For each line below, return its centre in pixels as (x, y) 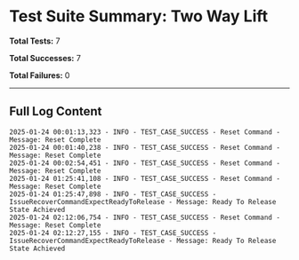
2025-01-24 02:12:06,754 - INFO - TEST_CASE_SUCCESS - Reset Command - (145, 217)
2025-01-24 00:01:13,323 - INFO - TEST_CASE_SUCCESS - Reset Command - (145, 132)
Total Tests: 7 (35, 41)
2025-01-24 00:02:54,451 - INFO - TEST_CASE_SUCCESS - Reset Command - (145, 163)
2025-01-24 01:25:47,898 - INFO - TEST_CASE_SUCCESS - (113, 194)
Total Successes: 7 (45, 58)
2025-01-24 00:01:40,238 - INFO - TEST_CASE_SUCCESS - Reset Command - (145, 147)
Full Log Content (56, 111)
